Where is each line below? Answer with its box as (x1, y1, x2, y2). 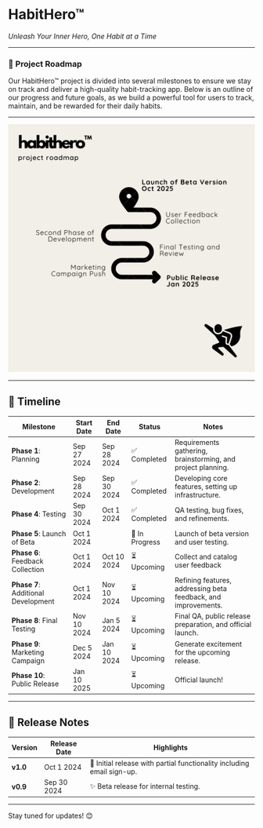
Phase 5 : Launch (11, 528, 67, 538)
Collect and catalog (175, 552, 237, 562)
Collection (11, 564, 45, 574)
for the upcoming (175, 647, 231, 657)
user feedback (175, 560, 222, 570)
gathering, (175, 446, 208, 455)
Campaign (11, 655, 45, 665)
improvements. (175, 600, 223, 610)
